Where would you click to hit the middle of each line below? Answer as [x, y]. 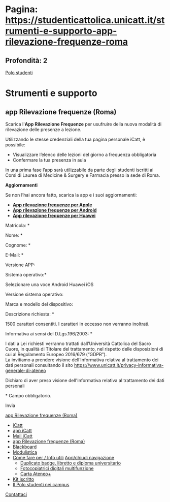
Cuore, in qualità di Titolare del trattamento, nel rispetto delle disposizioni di [84, 349]
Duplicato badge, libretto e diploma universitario [70, 463]
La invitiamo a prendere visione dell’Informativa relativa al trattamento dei [82, 360]
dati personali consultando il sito [39, 365]
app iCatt [22, 431]
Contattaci [16, 494]
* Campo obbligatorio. [28, 396]
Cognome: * [18, 245]
